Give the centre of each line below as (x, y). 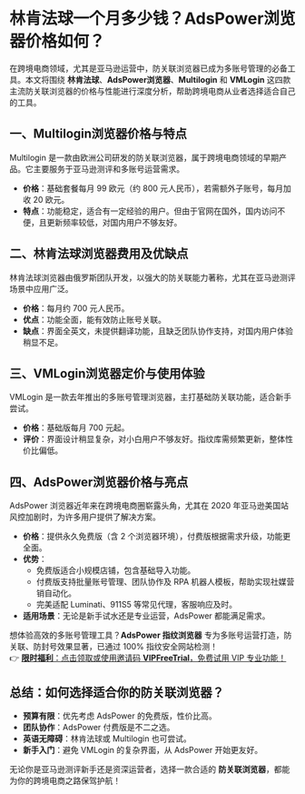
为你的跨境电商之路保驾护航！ (65, 780)
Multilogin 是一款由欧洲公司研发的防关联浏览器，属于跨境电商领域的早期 (144, 157)
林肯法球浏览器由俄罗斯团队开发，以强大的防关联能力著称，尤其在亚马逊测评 (152, 277)
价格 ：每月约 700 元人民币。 (76, 308)
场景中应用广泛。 (41, 288)
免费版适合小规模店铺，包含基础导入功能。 (116, 570)
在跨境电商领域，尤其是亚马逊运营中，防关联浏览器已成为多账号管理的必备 (148, 68)
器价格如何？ (58, 41)
